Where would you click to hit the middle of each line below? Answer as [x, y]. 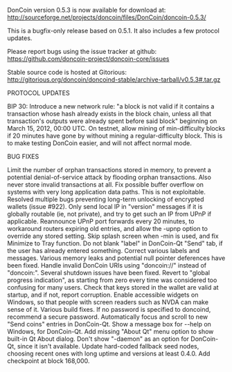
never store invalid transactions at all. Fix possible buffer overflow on [106, 185]
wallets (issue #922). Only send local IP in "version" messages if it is [105, 206]
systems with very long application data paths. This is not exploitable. [106, 192]
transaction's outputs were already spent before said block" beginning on [112, 121]
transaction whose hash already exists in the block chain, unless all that [109, 114]
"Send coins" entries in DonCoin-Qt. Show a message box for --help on [109, 324]
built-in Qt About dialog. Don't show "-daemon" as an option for [98, 339]
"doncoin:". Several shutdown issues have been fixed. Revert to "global [109, 273]
